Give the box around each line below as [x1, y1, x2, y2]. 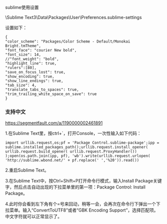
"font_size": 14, [5, 52, 41, 57]
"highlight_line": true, [5, 61, 57, 66]
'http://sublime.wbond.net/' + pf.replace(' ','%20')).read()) [5, 158, 140, 163]
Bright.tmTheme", [5, 43, 41, 48]
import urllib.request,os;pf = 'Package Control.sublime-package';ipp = [5, 140, 160, 145]
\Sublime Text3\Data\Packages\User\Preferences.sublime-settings [5, 14, 142, 20]
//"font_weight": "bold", [5, 56, 59, 61]
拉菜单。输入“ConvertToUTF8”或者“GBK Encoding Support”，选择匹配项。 [5, 207, 159, 213]
